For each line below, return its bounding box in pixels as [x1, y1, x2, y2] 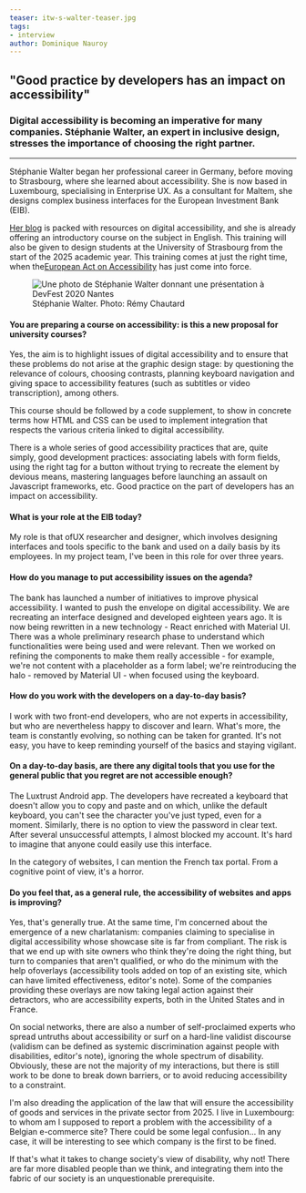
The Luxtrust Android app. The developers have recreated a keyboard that [9, 790, 289, 801]
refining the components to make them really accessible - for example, [9, 650, 275, 661]
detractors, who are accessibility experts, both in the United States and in [9, 994, 285, 1005]
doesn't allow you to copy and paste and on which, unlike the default [9, 800, 268, 811]
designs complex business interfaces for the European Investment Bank [9, 195, 280, 206]
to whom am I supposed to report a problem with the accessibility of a [9, 1117, 272, 1127]
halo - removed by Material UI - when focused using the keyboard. [9, 669, 260, 680]
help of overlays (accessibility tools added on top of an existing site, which [9, 965, 288, 976]
